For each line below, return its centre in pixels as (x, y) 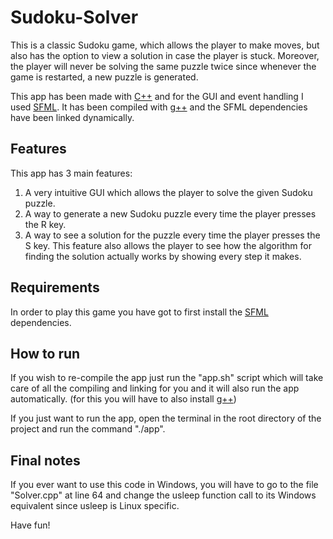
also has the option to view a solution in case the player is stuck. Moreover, (165, 55)
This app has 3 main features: (71, 173)
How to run (45, 353)
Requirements (55, 287)
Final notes (45, 460)
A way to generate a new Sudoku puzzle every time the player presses (170, 213)
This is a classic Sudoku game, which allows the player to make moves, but (165, 45)
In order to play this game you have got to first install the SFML (139, 312)
